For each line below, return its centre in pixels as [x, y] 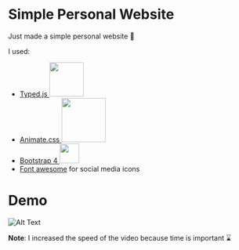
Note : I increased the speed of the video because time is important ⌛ [119, 237]
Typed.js [33, 94]
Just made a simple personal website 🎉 [71, 36]
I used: [19, 51]
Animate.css [40, 139]
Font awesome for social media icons [80, 168]
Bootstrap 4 [38, 160]
